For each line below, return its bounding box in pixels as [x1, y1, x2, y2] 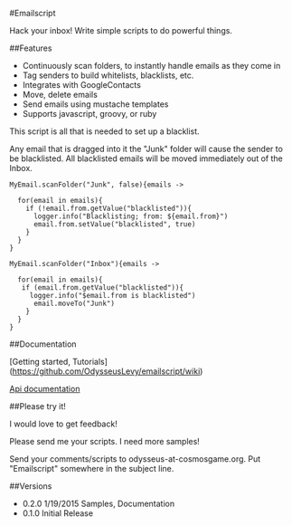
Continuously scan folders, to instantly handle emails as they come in [22, 61, 281, 71]
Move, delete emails [22, 90, 98, 100]
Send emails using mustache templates [22, 99, 169, 110]
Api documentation [9, 384, 80, 394]
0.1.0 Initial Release [22, 508, 93, 519]
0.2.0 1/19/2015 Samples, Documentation [22, 498, 174, 509]
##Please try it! [9, 401, 66, 411]
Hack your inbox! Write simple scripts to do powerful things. [9, 25, 233, 35]
